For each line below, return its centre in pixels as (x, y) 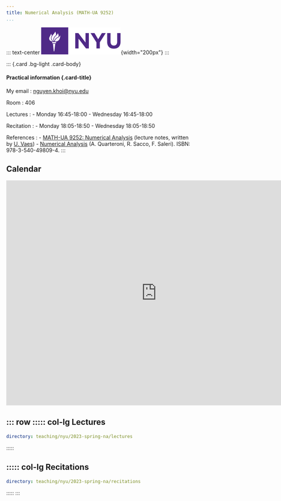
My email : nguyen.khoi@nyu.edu (47, 91)
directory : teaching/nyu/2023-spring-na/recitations (74, 482)
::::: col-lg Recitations (47, 467)
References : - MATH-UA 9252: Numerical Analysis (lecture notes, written (98, 137)
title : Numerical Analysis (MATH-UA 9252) (60, 13)
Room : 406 (21, 103)
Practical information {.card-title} (49, 77)
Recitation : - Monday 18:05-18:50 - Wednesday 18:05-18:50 (81, 125)
